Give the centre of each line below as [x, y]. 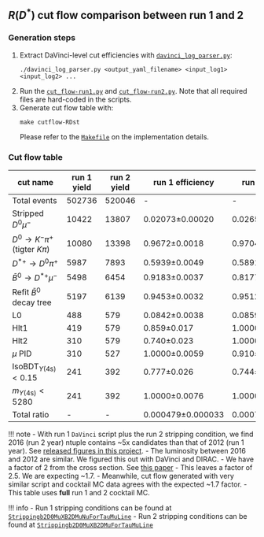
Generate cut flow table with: [66, 107]
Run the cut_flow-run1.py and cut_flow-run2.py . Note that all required [133, 91]
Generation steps [42, 38]
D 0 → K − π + [33, 239]
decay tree [32, 302]
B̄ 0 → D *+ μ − [35, 277]
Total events [35, 200]
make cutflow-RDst [49, 122]
